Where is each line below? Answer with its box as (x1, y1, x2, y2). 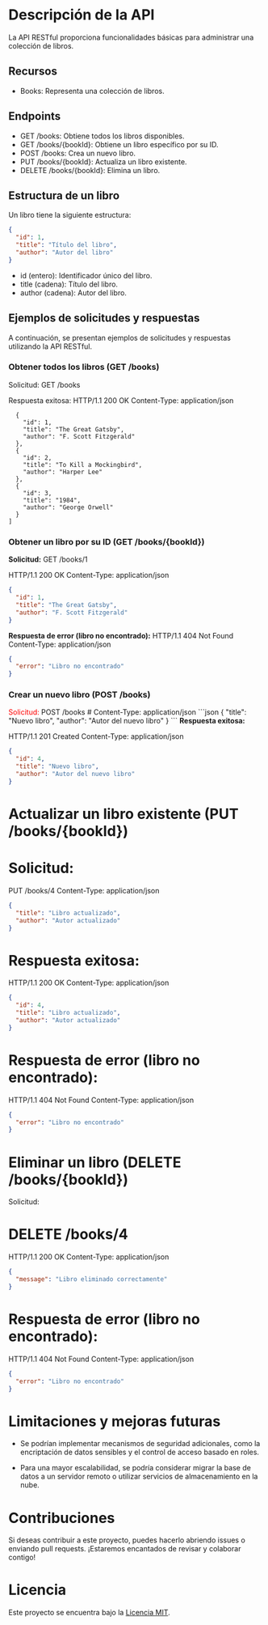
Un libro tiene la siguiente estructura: (8, 210, 132, 220)
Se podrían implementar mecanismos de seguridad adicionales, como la (19, 1439, 261, 1449)
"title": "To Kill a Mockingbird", (23, 460, 143, 469)
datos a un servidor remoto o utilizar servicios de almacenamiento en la (19, 1471, 258, 1482)
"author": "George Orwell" (23, 503, 114, 511)
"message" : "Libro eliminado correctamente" (15, 1275, 168, 1283)
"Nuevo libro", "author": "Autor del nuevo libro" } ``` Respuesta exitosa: (8, 716, 245, 726)
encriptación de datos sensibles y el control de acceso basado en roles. (19, 1447, 260, 1457)
